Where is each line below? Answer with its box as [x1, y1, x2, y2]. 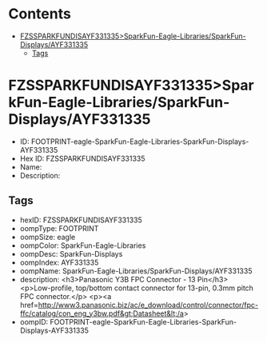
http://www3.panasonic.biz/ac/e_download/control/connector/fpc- [38, 300, 258, 309]
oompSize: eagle [19, 232, 76, 241]
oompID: [19, 317, 49, 326]
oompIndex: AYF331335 [19, 257, 99, 267]
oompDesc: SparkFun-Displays [19, 249, 123, 258]
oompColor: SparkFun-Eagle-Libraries [19, 241, 146, 250]
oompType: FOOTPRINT [19, 223, 99, 233]
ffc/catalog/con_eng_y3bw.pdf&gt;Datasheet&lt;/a [19, 309, 184, 318]
